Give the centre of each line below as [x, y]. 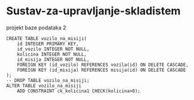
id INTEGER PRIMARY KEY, [48, 44]
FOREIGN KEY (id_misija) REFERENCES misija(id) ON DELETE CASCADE [101, 70]
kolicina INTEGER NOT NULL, [52, 54]
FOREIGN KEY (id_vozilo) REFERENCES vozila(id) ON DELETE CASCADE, [103, 65]
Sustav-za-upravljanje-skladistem [93, 11]
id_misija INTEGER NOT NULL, [53, 59]
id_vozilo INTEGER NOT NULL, [53, 49]
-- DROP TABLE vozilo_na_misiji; [48, 80]
